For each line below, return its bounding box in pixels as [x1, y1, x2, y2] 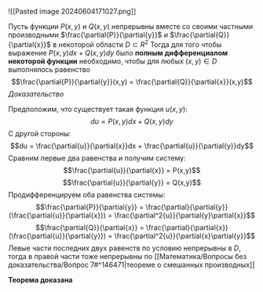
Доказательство [8, 89, 64, 99]
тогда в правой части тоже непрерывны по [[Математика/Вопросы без [8, 251, 247, 261]
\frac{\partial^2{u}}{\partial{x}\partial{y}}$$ [114, 231, 256, 240]
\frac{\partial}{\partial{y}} [144, 202, 228, 211]
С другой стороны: [8, 128, 71, 138]
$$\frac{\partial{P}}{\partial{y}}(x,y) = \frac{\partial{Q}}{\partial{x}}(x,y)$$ [11, 77, 253, 86]
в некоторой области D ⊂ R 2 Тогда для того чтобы [52, 38, 222, 49]
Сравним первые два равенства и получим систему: [8, 153, 186, 163]
